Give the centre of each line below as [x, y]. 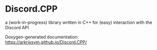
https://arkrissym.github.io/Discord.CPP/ [46, 42]
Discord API [17, 27]
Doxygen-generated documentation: [42, 37]
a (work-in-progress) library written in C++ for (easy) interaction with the [79, 22]
